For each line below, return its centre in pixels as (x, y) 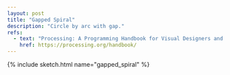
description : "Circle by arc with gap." (66, 26)
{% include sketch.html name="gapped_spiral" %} (79, 64)
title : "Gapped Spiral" (41, 20)
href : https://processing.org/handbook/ (78, 45)
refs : (15, 32)
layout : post (26, 13)
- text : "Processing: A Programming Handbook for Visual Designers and (118, 39)
